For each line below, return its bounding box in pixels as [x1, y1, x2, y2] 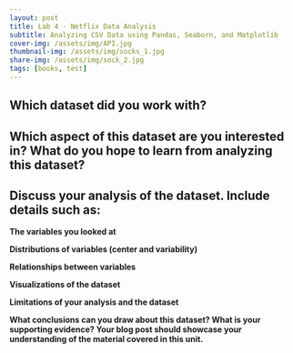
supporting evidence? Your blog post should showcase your [9, 324, 243, 335]
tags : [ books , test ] [9, 65, 88, 74]
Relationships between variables [9, 261, 136, 273]
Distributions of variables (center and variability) [9, 244, 198, 255]
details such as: [9, 202, 102, 218]
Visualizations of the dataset [9, 279, 121, 290]
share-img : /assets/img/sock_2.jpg [9, 55, 145, 65]
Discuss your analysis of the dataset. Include [9, 188, 270, 204]
